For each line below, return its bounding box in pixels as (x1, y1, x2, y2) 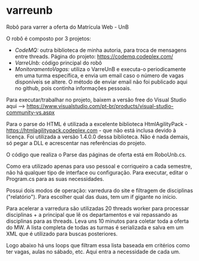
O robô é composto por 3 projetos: (6, 35, 91, 42)
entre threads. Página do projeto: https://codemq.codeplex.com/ (14, 53, 173, 60)
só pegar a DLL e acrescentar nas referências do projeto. (6, 139, 147, 146)
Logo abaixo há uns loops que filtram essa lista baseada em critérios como (6, 241, 190, 248)
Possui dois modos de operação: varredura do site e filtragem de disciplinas (6, 186, 194, 194)
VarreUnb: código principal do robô (14, 59, 102, 66)
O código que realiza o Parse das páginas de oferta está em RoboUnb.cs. (6, 151, 186, 158)
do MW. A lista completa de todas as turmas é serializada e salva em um (6, 223, 184, 231)
